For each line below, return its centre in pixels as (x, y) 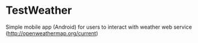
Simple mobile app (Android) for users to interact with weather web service (99, 27)
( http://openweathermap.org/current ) (52, 33)
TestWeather (39, 10)
